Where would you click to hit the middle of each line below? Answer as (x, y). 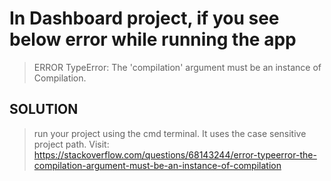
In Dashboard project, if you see (144, 18)
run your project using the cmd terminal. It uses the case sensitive (170, 133)
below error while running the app (153, 39)
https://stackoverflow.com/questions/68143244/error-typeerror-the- (175, 154)
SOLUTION (44, 109)
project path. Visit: (71, 144)
